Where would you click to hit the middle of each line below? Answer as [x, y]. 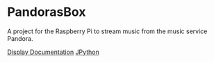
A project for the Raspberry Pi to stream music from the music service [107, 31]
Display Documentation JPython [53, 52]
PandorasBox [47, 12]
